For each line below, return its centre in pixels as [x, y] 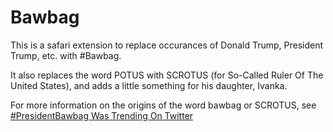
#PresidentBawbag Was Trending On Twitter [102, 115]
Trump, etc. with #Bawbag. [66, 55]
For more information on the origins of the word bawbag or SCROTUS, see [163, 105]
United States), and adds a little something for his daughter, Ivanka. [149, 85]
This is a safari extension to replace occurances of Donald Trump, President [166, 45]
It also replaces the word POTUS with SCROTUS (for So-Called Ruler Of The [167, 75]
